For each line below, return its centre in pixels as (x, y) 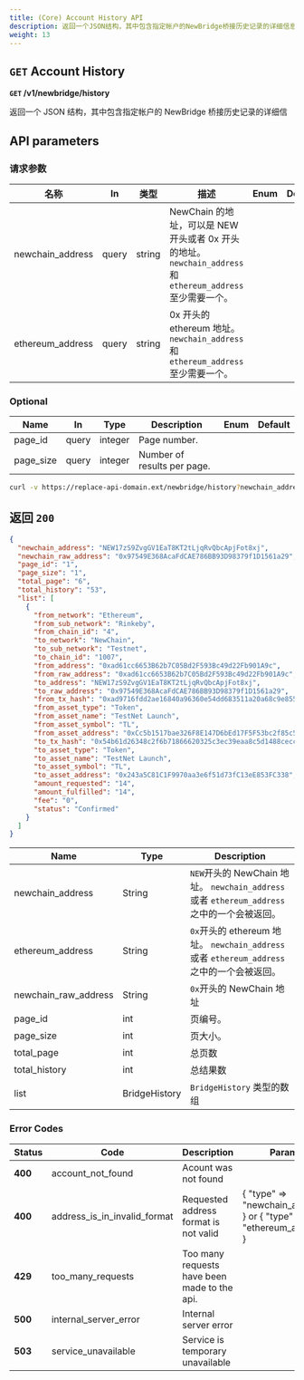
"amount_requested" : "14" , (84, 784)
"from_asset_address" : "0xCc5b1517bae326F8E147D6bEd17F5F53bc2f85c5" (167, 733)
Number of (161, 455)
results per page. (175, 466)
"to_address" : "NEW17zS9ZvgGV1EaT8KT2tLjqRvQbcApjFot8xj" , (147, 682)
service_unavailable (93, 1351)
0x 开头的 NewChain (231, 989)
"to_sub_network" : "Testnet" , (90, 649)
